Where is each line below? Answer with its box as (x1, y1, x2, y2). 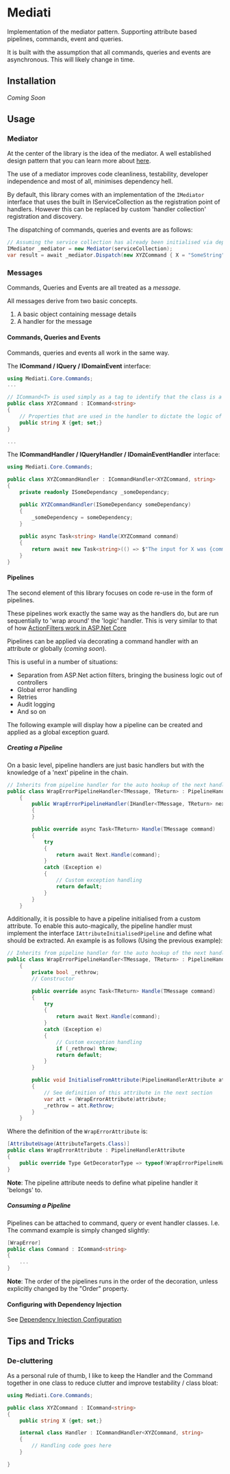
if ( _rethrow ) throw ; (55, 1045, 118, 1052)
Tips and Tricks (7, 1335, 75, 1347)
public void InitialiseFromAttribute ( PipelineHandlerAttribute (31, 1077, 216, 1084)
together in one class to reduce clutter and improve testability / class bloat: (7, 1379, 218, 1387)
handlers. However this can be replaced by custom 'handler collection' (7, 205, 207, 213)
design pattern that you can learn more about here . (7, 156, 151, 165)
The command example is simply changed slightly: (7, 1226, 150, 1234)
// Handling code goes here (31, 1442, 112, 1449)
